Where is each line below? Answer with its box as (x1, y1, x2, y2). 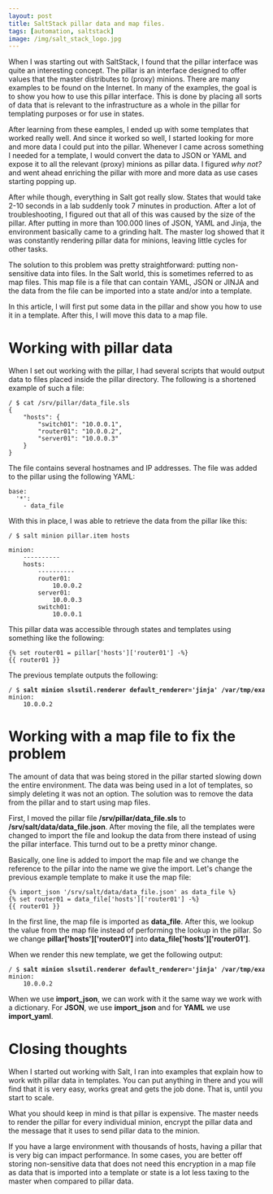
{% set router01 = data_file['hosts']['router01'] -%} (8, 895, 200, 904)
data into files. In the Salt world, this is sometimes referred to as (40, 269, 253, 279)
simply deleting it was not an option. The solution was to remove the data (8, 789, 253, 799)
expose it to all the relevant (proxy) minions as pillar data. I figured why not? (8, 160, 262, 169)
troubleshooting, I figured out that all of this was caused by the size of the (8, 209, 256, 220)
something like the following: (8, 633, 105, 643)
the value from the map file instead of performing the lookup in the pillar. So (8, 925, 262, 935)
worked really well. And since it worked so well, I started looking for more (8, 134, 254, 143)
